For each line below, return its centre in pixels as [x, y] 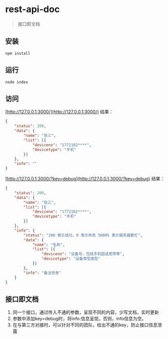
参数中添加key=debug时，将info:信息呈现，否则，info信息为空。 [79, 319]
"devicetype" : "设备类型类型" [71, 259]
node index [17, 82]
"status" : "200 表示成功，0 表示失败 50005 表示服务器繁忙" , [83, 235]
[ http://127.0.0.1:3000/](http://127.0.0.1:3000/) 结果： [59, 112]
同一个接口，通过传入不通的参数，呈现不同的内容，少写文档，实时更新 [86, 312]
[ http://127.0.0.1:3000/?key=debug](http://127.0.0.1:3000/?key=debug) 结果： [85, 179]
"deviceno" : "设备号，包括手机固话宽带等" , [83, 254]
